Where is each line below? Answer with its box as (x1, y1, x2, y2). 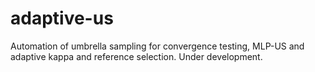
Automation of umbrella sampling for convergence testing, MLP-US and (10, 40, 305, 52)
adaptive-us (10, 7, 114, 30)
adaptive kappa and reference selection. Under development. (10, 50, 263, 62)
